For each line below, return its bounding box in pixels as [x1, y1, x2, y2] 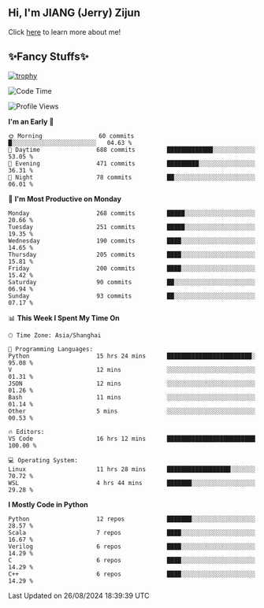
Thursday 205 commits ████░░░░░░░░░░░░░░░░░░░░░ [8, 250, 256, 258]
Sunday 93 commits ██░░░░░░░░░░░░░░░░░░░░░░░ [8, 291, 256, 300]
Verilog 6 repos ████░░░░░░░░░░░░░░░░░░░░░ [8, 543, 256, 551]
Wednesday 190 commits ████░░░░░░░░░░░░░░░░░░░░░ [8, 236, 256, 245]
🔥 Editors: [8, 428, 45, 436]
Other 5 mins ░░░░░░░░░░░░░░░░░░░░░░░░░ [8, 407, 256, 415]
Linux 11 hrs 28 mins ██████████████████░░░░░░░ [8, 465, 256, 473]
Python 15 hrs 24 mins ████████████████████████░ [8, 352, 256, 360]
